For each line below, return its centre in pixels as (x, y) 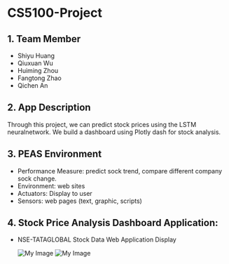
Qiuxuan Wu (35, 63)
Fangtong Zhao (39, 78)
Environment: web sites (51, 186)
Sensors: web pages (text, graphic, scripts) (79, 201)
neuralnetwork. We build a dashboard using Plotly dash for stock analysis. (114, 132)
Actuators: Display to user (55, 193)
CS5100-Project (55, 13)
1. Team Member (44, 39)
